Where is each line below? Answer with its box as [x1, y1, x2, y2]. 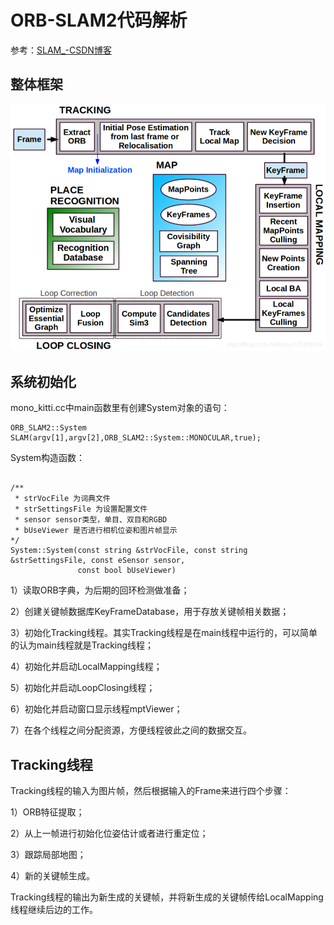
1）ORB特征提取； [10, 806, 85, 818]
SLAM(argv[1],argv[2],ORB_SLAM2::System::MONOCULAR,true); [10, 433, 262, 443]
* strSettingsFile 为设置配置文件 [14, 504, 148, 515]
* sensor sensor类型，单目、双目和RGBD [14, 515, 168, 525]
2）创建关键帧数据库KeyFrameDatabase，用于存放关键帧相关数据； [10, 606, 290, 618]
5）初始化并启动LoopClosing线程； [10, 682, 156, 694]
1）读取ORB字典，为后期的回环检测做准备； [10, 584, 190, 596]
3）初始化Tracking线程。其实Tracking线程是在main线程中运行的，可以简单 [10, 627, 318, 639]
